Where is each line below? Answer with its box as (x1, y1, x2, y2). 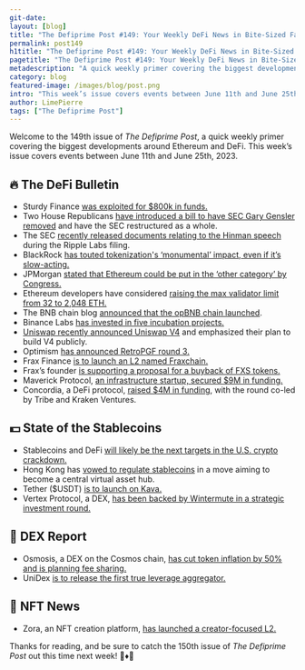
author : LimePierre (9, 97, 84, 107)
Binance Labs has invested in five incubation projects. (22, 317, 225, 328)
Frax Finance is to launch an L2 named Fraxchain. (22, 355, 209, 366)
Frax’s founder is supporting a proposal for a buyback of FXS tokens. (22, 365, 280, 376)
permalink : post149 (9, 38, 84, 48)
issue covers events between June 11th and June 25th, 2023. (9, 151, 239, 162)
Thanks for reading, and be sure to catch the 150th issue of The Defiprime (9, 640, 287, 651)
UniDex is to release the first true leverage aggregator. (22, 572, 226, 583)
